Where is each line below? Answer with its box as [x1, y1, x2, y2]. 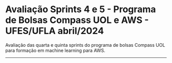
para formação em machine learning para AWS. [5, 47, 106, 53]
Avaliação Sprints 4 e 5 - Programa [5, 4, 156, 15]
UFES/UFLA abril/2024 [5, 25, 104, 37]
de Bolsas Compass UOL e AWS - [5, 14, 149, 26]
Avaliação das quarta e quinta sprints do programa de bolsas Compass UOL [5, 42, 165, 48]
